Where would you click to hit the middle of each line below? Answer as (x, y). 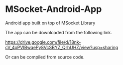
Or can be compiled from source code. (45, 57)
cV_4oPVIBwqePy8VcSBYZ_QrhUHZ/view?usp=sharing (62, 47)
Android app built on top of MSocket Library (50, 23)
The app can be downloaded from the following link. (59, 32)
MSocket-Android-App (54, 9)
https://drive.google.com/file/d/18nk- (43, 42)
